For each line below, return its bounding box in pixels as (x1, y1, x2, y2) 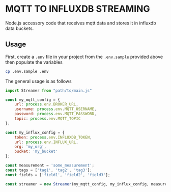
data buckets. (5, 25, 34, 31)
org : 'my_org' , (14, 144, 47, 149)
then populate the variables (5, 59, 63, 65)
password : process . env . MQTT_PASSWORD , (14, 112, 97, 117)
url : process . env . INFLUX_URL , (14, 140, 79, 145)
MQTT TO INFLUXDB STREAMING (5, 3, 150, 15)
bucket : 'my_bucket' (14, 149, 58, 154)
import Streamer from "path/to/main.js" (5, 88, 93, 93)
